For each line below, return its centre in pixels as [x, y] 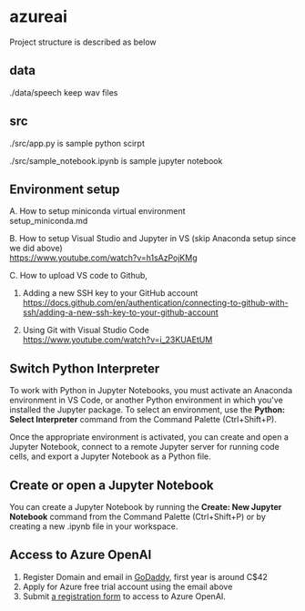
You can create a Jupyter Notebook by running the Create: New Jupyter [146, 507]
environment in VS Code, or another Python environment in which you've [147, 400]
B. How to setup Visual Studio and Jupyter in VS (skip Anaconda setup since [153, 239]
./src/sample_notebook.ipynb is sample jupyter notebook [116, 160]
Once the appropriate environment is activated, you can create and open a [149, 437]
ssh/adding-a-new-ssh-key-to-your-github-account [120, 312]
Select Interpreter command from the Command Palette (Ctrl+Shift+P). [143, 420]
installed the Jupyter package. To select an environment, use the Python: [147, 410]
